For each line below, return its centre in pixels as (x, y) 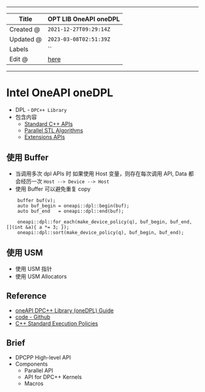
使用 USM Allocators (41, 276)
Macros (34, 383)
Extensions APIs (45, 137)
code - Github (33, 317)
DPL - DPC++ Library (41, 109)
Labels (19, 49)
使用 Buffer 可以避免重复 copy (53, 189)
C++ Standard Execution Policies (56, 324)
